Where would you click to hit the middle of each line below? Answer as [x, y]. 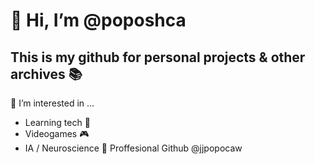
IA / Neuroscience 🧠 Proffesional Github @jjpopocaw [133, 148]
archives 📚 [46, 74]
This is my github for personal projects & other [158, 57]
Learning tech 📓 [57, 122]
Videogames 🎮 [57, 133]
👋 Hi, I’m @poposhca [98, 20]
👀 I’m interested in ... [52, 103]
